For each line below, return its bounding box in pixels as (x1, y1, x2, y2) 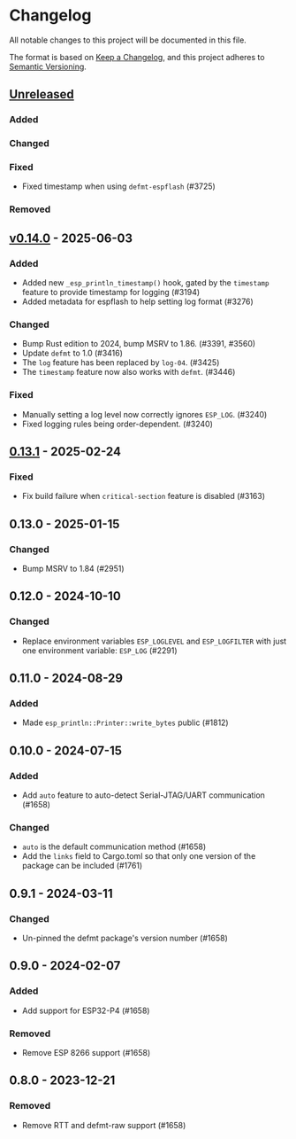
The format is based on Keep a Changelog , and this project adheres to (9, 51, 265, 62)
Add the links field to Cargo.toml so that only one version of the (21, 851, 256, 862)
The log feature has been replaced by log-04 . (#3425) (21, 357, 220, 368)
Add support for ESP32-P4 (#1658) (21, 1005, 150, 1016)
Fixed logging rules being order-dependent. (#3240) (21, 418, 214, 429)
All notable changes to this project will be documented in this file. (9, 35, 247, 45)
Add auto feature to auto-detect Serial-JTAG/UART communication (21, 790, 265, 800)
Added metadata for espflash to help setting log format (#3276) (21, 296, 254, 307)
